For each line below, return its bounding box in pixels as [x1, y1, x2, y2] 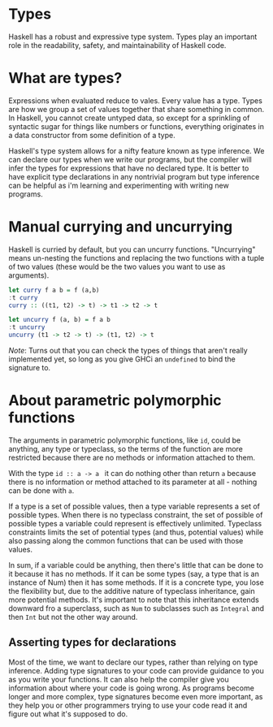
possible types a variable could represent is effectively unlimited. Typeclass [8, 519, 262, 528]
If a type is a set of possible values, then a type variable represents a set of [8, 501, 261, 511]
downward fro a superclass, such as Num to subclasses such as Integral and [8, 604, 265, 613]
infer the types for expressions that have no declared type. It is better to [8, 163, 249, 173]
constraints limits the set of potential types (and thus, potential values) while [8, 527, 264, 537]
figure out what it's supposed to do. [8, 708, 128, 719]
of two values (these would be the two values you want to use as [8, 262, 226, 271]
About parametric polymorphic [8, 392, 222, 410]
